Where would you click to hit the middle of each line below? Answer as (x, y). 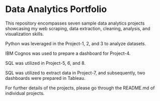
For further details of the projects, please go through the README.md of (80, 88)
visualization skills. (25, 34)
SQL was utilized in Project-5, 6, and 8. (45, 63)
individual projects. (25, 93)
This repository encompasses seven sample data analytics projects (75, 23)
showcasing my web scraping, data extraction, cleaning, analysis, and (78, 28)
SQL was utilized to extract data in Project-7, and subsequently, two (75, 73)
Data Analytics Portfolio (56, 9)
